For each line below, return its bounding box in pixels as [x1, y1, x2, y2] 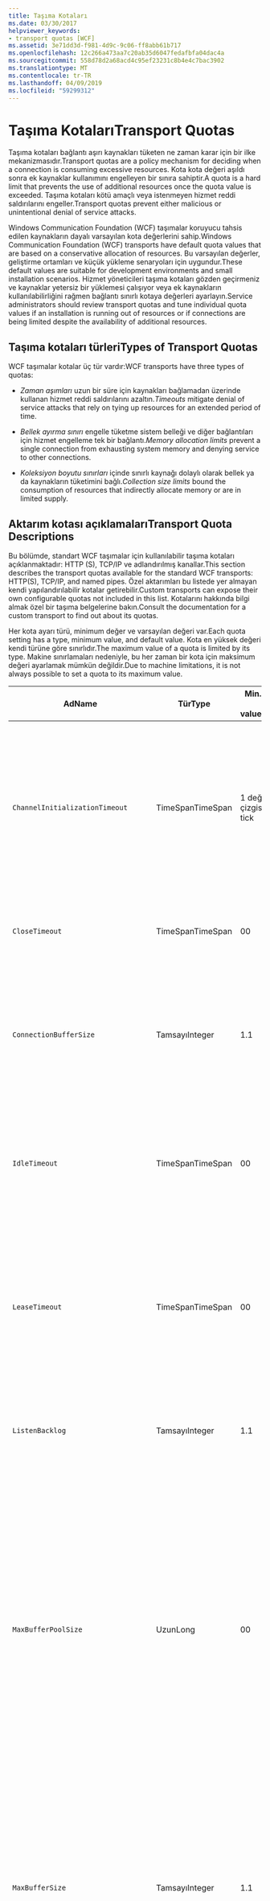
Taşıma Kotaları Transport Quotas [8, 121, 235, 139]
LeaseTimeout [12, 1302, 63, 1311]
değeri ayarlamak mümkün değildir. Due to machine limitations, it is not [8, 660, 241, 670]
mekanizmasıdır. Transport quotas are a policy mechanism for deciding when [8, 156, 261, 166]
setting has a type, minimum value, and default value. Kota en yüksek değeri [8, 634, 261, 644]
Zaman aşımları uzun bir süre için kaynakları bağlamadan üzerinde [19, 386, 241, 395]
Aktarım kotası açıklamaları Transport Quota [8, 517, 233, 531]
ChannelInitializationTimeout [12, 803, 129, 812]
